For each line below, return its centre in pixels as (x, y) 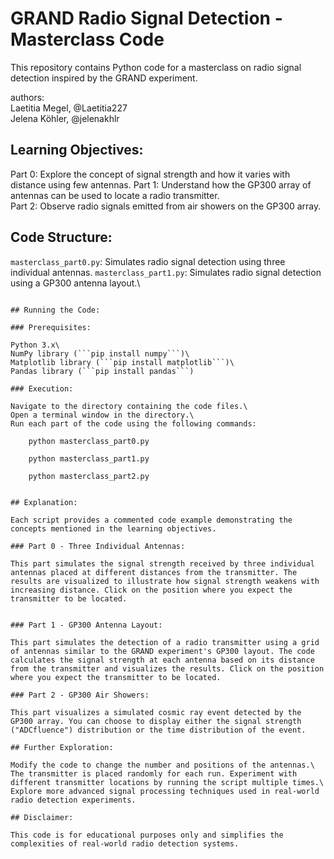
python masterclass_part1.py (89, 458)
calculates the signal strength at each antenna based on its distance (162, 660)
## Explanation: (44, 502)
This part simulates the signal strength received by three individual (162, 563)
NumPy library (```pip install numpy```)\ (100, 353)
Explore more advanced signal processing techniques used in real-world (165, 791)
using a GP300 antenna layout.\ (75, 283)
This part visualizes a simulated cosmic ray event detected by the (156, 712)
